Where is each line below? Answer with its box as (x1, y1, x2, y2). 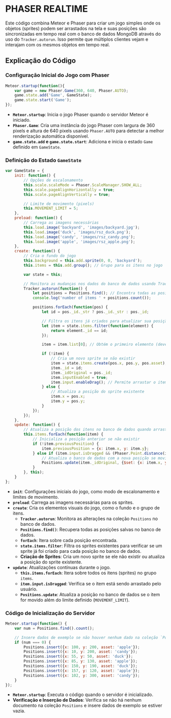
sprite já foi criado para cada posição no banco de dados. (20, 548, 141, 554)
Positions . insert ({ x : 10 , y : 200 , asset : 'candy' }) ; (23, 649, 138, 654)
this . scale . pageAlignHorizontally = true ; (23, 187, 115, 192)
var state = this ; (23, 272, 63, 277)
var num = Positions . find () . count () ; (14, 626, 95, 631)
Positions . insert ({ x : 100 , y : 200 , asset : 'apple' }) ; (23, 645, 140, 650)
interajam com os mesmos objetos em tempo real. (5, 41, 110, 47)
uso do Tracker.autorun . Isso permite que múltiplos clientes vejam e (5, 36, 149, 42)
